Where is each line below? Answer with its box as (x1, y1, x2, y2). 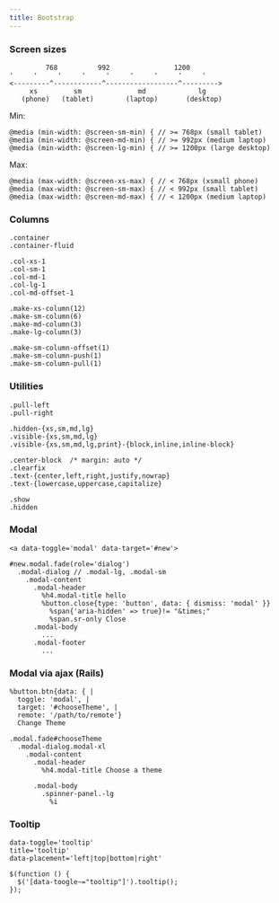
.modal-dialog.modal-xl (17, 742, 106, 751)
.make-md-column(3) (9, 320, 83, 329)
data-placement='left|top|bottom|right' (9, 854, 163, 863)
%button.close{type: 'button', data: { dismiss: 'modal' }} (41, 598, 271, 607)
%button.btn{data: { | (9, 687, 94, 696)
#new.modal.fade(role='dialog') (9, 559, 130, 569)
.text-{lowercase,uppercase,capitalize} (9, 479, 163, 488)
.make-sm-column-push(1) (9, 351, 102, 360)
